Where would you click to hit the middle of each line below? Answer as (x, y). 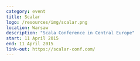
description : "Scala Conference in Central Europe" (70, 33)
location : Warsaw (27, 28)
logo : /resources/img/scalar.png (47, 22)
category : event (26, 11)
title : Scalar (23, 17)
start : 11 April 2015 (33, 38)
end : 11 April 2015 (30, 44)
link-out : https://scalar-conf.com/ (51, 49)
